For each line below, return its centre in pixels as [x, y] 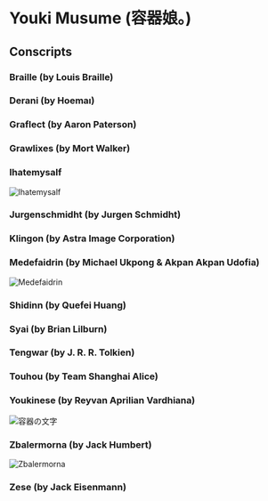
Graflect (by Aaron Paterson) [73, 125]
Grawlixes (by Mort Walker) [70, 149]
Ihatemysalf [36, 173]
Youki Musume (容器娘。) [101, 18]
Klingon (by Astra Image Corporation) [92, 238]
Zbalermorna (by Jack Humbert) [81, 444]
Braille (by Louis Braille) [61, 77]
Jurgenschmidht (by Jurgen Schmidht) [95, 214]
